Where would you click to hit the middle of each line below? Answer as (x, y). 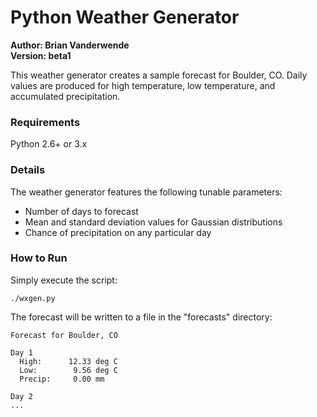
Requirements (45, 122)
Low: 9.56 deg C (68, 370)
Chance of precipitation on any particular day (118, 232)
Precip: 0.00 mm (62, 379)
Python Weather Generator (125, 17)
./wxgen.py (33, 298)
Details (28, 170)
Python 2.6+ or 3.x (49, 144)
